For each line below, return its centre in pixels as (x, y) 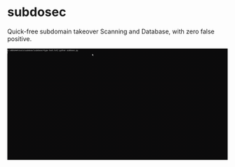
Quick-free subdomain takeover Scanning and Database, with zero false (111, 31)
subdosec (37, 12)
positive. (20, 38)
